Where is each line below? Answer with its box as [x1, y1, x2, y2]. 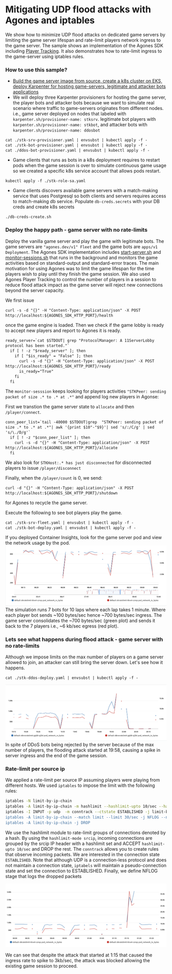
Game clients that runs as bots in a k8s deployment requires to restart [12, 157, 160, 163]
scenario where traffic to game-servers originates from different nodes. [12, 105, 164, 112]
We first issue [5, 297, 34, 303]
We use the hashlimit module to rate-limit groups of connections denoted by [5, 829, 166, 836]
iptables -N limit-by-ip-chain [5, 798, 72, 804]
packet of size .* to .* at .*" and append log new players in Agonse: [5, 393, 159, 399]
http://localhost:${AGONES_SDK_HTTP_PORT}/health [5, 313, 114, 318]
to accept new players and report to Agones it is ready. [5, 327, 121, 334]
